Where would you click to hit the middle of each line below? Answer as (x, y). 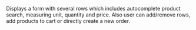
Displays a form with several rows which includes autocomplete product (93, 9)
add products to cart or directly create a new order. (68, 21)
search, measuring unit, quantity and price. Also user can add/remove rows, (98, 15)
